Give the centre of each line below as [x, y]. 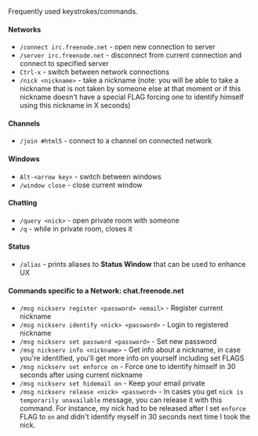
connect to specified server [64, 64]
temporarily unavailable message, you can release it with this [121, 400]
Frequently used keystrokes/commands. [73, 11]
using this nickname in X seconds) [75, 105]
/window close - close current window [81, 185]
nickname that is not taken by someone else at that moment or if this [130, 89]
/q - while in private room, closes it [76, 228]
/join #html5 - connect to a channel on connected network [116, 141]
